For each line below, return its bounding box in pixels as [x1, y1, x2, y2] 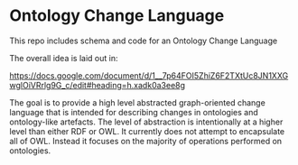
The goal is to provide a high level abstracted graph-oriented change [9, 96, 266, 108]
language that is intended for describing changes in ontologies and [9, 106, 259, 117]
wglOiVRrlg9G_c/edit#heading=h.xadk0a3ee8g [9, 79, 186, 90]
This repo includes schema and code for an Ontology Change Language [9, 35, 278, 46]
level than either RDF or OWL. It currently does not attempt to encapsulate [9, 125, 285, 136]
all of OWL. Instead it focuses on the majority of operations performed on [9, 135, 283, 146]
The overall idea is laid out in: [9, 52, 118, 63]
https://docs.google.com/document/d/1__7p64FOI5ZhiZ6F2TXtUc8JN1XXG [9, 69, 289, 81]
